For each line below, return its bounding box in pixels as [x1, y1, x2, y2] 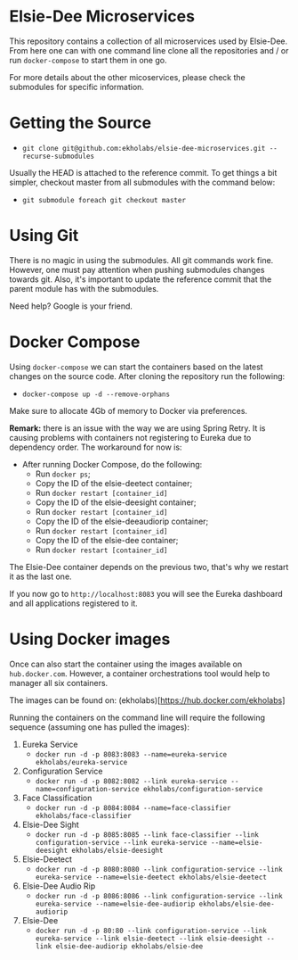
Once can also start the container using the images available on [9, 658, 243, 669]
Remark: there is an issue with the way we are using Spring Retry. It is [9, 422, 266, 434]
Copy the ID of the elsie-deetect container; [35, 477, 193, 488]
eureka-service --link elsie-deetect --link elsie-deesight [35, 934, 263, 943]
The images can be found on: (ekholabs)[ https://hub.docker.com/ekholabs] [9, 694, 286, 706]
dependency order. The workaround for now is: [9, 442, 182, 452]
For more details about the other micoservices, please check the [9, 71, 246, 82]
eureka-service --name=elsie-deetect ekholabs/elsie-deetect [35, 873, 267, 881]
